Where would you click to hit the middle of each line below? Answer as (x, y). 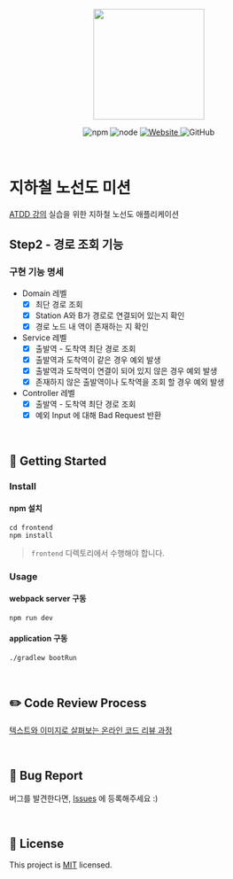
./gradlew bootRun (43, 658)
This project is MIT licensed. (61, 865)
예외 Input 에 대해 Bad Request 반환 (98, 416)
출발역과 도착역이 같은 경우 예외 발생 (98, 360)
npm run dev (31, 618)
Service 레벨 (44, 338)
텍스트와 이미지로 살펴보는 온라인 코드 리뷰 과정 (91, 730)
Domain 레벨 (44, 293)
